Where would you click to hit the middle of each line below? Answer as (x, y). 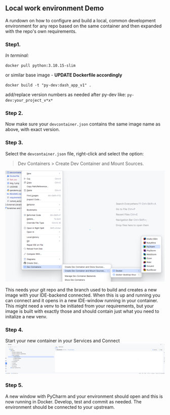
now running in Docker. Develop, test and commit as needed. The (73, 401)
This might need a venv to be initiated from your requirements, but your (80, 306)
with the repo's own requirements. (41, 31)
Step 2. (14, 113)
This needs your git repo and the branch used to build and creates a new (81, 290)
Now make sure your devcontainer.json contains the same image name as (83, 124)
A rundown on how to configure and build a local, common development (80, 20)
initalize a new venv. (26, 317)
